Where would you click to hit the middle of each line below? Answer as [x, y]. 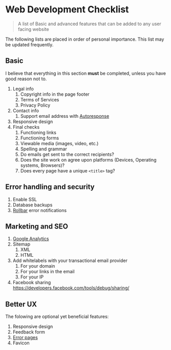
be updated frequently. [29, 44]
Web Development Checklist [67, 10]
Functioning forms [40, 138]
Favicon [21, 343]
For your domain [38, 266]
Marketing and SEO [37, 226]
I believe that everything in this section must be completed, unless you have [86, 73]
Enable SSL [25, 199]
